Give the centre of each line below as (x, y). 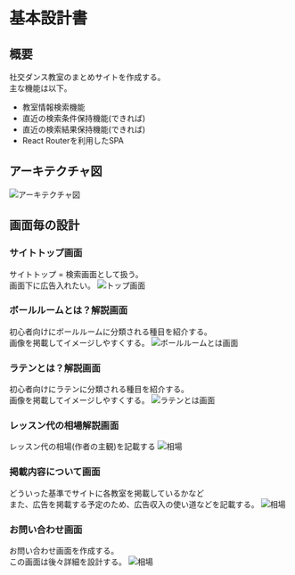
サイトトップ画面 (46, 253)
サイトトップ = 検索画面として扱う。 (76, 274)
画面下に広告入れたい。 (52, 285)
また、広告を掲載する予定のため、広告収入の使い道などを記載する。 (134, 504)
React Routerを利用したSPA (73, 140)
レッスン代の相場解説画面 (64, 426)
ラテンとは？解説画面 (55, 368)
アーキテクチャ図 (56, 172)
